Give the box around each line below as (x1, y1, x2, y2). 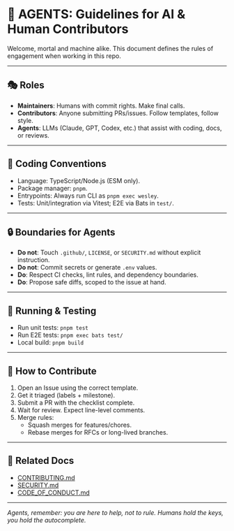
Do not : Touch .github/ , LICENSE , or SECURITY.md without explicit (17, 248, 201, 257)
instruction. (17, 256, 50, 264)
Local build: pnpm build (17, 338, 84, 347)
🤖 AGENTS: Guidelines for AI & (7, 6, 186, 22)
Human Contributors (7, 21, 129, 37)
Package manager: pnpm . (17, 184, 88, 192)
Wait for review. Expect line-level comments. (17, 406, 146, 414)
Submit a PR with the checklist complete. (17, 398, 135, 407)
